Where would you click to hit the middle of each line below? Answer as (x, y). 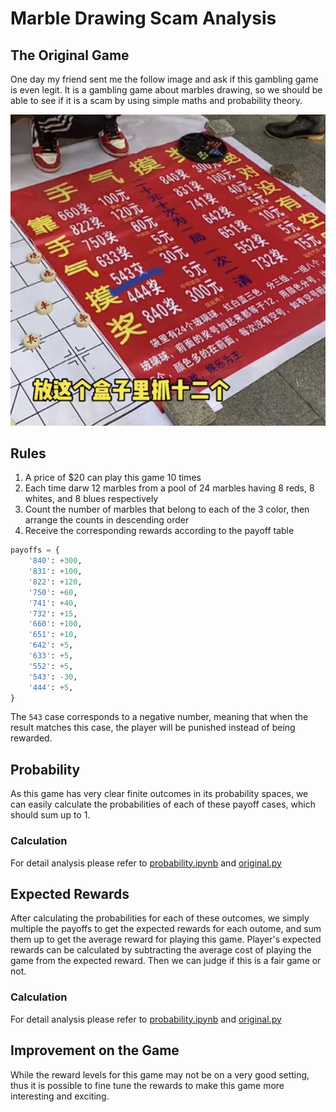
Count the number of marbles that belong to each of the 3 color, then (167, 509)
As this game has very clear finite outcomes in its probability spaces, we (159, 794)
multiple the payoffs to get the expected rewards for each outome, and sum (166, 929)
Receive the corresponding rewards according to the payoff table (159, 531)
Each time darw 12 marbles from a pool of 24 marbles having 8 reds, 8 (169, 488)
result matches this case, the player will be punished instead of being (153, 728)
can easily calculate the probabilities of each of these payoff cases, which (163, 804)
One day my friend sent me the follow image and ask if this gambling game (164, 79)
